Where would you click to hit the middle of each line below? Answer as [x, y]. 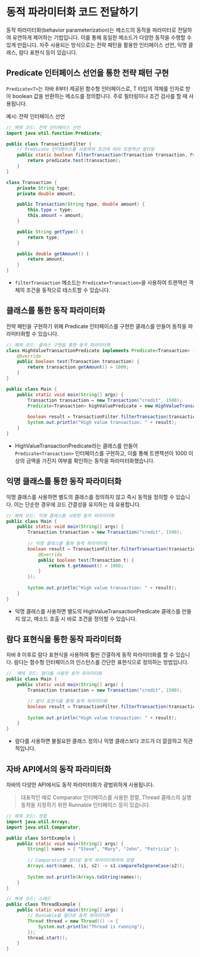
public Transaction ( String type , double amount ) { [81, 204]
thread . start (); [48, 938]
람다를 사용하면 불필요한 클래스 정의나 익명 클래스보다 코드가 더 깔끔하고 [98, 741]
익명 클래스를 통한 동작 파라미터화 [64, 481]
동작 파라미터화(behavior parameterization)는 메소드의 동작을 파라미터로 [91, 30]
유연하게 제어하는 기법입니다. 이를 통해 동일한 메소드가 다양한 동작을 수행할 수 [102, 37]
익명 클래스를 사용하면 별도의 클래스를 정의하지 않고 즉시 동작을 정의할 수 [90, 497]
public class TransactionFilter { [49, 144]
